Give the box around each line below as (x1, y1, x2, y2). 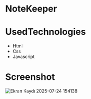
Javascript (12, 54, 35, 60)
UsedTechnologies (5, 26, 86, 38)
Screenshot (5, 71, 55, 83)
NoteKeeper (5, 3, 57, 15)
